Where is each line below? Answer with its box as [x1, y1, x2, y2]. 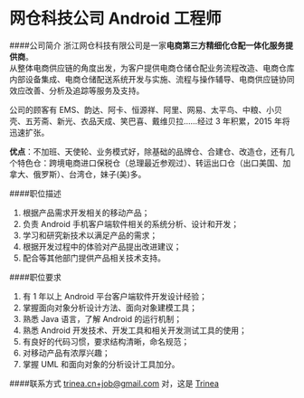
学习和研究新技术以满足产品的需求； [22, 230, 158, 241]
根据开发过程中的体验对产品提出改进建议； [22, 241, 182, 251]
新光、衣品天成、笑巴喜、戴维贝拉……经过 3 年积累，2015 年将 [56, 115, 291, 127]
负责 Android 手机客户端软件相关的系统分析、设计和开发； [22, 218, 240, 229]
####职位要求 [9, 271, 62, 282]
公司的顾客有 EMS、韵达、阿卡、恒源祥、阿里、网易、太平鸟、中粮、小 [9, 104, 274, 115]
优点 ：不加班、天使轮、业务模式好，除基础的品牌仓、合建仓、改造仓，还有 [9, 146, 287, 156]
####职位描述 [9, 187, 62, 199]
